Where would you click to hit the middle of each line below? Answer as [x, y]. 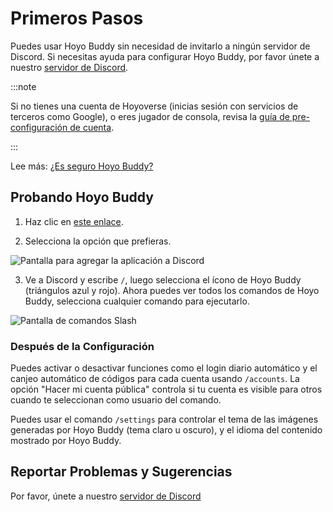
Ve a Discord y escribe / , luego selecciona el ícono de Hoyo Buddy [163, 279]
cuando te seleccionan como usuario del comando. [116, 400]
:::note [23, 86]
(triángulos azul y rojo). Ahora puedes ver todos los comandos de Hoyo [172, 290]
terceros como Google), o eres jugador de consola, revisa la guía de [150, 116]
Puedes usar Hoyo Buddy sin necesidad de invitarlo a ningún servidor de [160, 46]
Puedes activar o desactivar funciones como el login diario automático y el [164, 368]
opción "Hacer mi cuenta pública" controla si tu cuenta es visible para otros [166, 389]
